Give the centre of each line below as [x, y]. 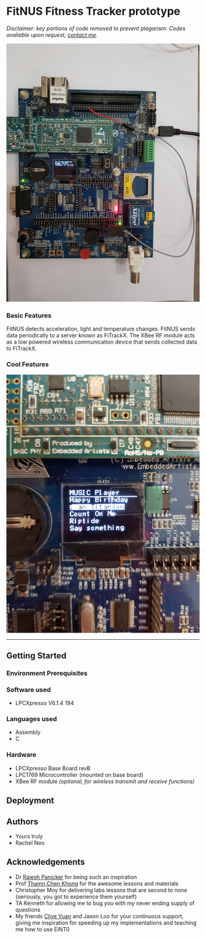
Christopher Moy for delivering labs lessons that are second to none [101, 890]
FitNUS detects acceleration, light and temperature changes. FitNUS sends [101, 329]
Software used [29, 690]
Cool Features [28, 365]
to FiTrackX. [22, 349]
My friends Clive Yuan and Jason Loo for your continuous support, [99, 916]
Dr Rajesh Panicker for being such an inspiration [76, 877]
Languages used [32, 719]
